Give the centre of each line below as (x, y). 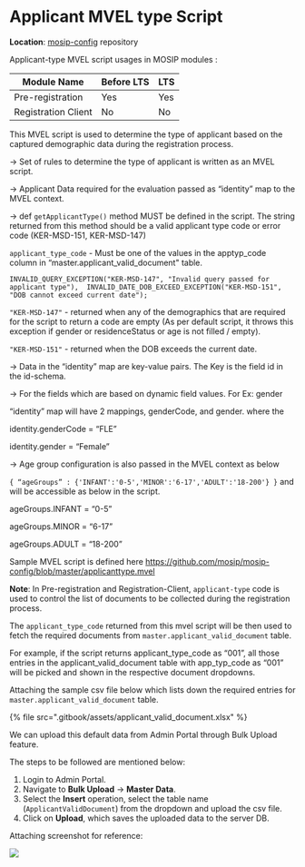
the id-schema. (38, 376)
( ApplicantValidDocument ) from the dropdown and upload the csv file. (152, 808)
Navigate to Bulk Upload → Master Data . (99, 789)
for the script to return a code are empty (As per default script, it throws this (152, 321)
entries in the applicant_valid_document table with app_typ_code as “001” (147, 662)
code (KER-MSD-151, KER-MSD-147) (78, 235)
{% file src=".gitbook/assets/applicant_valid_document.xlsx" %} (128, 717)
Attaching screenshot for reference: (76, 835)
